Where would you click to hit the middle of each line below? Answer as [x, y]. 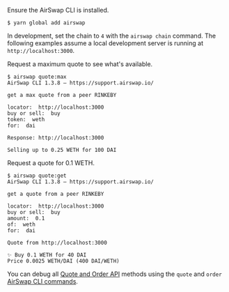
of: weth [22, 224]
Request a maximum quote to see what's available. [80, 64]
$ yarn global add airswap [46, 23]
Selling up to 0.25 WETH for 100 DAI [62, 150]
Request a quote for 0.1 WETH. [51, 163]
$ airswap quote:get [37, 176]
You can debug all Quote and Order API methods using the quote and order [115, 274]
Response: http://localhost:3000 [56, 138]
